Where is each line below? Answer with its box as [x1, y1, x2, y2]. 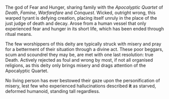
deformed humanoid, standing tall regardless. [5, 88, 100, 94]
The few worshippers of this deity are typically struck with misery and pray [5, 41, 161, 47]
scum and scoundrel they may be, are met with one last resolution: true [5, 52, 153, 58]
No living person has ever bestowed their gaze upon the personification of [5, 78, 160, 83]
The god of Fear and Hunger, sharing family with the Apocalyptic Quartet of [5, 5, 163, 10]
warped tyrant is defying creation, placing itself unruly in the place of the [5, 15, 157, 21]
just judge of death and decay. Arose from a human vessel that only [5, 20, 147, 26]
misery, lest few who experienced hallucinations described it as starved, [5, 83, 156, 89]
